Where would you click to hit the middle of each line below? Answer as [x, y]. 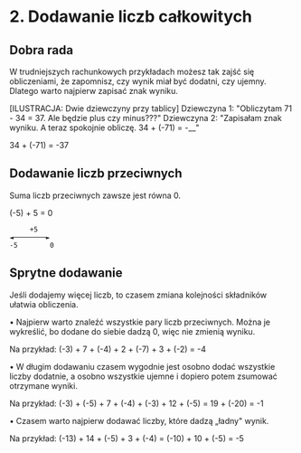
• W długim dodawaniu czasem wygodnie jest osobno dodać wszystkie [142, 366]
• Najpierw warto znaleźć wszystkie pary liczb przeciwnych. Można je [140, 322]
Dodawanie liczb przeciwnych [96, 174]
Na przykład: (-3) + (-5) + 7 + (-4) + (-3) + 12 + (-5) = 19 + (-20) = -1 [136, 403]
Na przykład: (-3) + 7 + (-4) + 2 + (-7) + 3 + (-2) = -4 [108, 349]
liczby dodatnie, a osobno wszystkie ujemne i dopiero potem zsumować [144, 376]
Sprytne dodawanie [66, 273]
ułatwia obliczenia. [44, 304]
